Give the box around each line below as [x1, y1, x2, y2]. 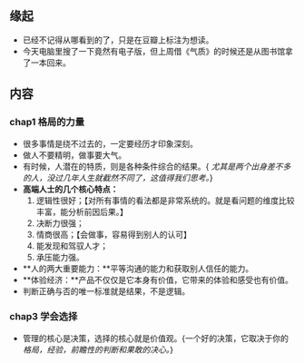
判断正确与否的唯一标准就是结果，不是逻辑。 [22, 285, 191, 297]
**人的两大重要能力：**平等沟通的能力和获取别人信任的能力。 [22, 262, 254, 274]
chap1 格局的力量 [9, 116, 84, 129]
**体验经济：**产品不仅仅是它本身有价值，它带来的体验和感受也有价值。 [22, 274, 293, 285]
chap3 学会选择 [9, 310, 78, 323]
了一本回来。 [22, 57, 71, 68]
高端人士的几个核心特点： [22, 183, 119, 194]
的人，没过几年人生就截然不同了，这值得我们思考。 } [22, 172, 213, 183]
